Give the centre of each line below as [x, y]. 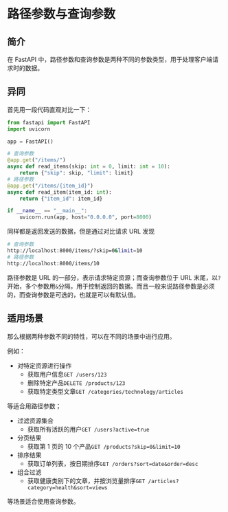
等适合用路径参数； [34, 405]
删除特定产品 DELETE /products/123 [76, 383]
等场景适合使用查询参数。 [43, 501]
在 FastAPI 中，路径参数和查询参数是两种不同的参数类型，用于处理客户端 [110, 59]
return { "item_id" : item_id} [61, 199]
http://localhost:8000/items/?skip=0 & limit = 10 [75, 251]
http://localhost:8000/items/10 [53, 263]
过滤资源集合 [35, 421]
